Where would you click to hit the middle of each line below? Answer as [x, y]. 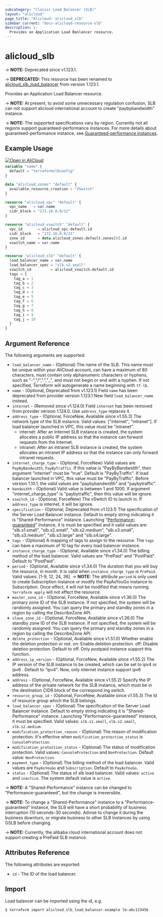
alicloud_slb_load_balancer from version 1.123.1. [52, 84]
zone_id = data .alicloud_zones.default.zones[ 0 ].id [68, 238]
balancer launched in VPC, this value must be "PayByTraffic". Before [80, 478]
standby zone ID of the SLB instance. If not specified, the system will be [84, 623]
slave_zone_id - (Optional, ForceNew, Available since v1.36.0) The [78, 618]
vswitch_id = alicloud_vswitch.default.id [62, 270]
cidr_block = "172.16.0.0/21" [42, 234]
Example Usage [29, 149]
